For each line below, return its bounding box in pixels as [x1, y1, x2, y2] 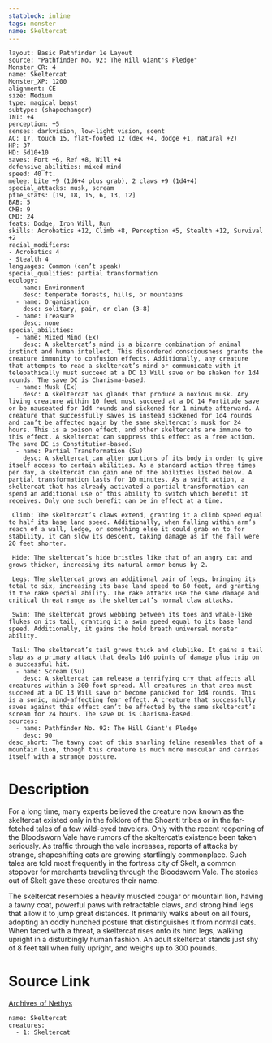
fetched [8, 824, 35, 833]
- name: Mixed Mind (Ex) [15, 334, 100, 342]
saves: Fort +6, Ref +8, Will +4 [8, 156, 122, 164]
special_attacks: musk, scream [8, 184, 114, 193]
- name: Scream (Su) [15, 668, 85, 676]
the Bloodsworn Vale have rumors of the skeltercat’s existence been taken [8, 833, 257, 842]
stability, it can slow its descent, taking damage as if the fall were [8, 533, 260, 541]
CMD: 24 [8, 213, 35, 221]
